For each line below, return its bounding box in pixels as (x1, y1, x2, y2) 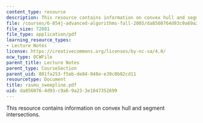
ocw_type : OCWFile (6, 54, 53, 60)
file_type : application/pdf (6, 32, 77, 38)
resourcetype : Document (6, 76, 66, 82)
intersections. (6, 110, 40, 118)
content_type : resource (6, 8, 66, 15)
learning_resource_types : (6, 37, 71, 43)
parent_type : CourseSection (6, 65, 77, 71)
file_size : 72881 (6, 25, 50, 32)
